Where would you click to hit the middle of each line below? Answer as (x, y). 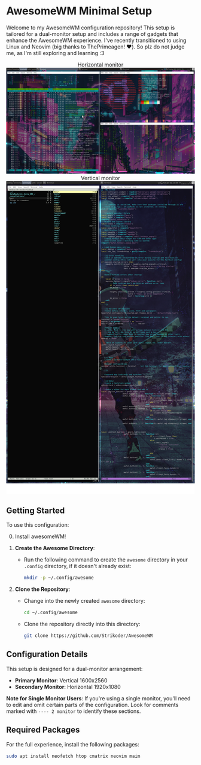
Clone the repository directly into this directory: (82, 624)
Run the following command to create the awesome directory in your (106, 560)
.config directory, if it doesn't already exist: (77, 566)
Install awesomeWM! (40, 536)
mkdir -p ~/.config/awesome (59, 578)
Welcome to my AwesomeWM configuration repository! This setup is (91, 28)
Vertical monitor (100, 178)
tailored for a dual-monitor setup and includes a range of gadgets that (92, 34)
